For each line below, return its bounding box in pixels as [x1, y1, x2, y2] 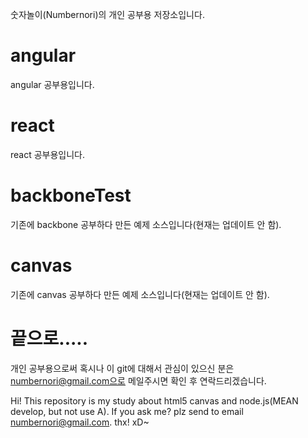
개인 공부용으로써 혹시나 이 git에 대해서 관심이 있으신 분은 [10, 362, 235, 374]
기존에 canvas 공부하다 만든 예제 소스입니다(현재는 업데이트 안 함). [10, 288, 270, 300]
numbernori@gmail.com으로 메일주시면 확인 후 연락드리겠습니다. [10, 374, 267, 387]
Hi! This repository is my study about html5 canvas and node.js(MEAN [10, 394, 299, 407]
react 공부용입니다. [10, 148, 86, 160]
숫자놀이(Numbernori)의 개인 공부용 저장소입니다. [10, 9, 205, 20]
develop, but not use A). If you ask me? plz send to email [10, 405, 244, 417]
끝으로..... [10, 327, 89, 350]
